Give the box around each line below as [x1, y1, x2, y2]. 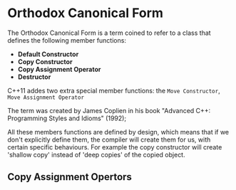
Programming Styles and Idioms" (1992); [7, 114, 127, 122]
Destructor [17, 73, 51, 81]
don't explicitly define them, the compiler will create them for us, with [7, 135, 211, 144]
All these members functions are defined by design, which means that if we [7, 127, 230, 136]
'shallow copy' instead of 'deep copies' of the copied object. [7, 150, 185, 159]
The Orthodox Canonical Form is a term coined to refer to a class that [7, 28, 212, 37]
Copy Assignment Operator [17, 65, 101, 73]
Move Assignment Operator [7, 94, 84, 101]
